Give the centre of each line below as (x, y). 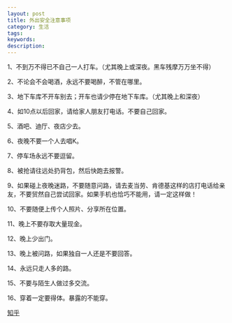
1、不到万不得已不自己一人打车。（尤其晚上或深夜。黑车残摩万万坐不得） (111, 67)
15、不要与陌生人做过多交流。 (50, 283)
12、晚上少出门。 (32, 239)
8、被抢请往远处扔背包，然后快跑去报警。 (67, 171)
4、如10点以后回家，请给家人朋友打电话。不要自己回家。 (89, 111)
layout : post (26, 14)
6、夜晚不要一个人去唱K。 (45, 141)
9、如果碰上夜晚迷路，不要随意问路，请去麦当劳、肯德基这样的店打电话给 (113, 185)
